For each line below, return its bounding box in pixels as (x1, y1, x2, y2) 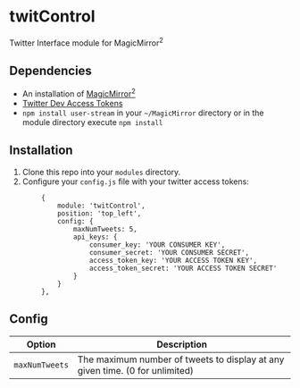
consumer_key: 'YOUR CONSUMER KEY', (88, 240, 226, 249)
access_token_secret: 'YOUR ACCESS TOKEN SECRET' (88, 264, 278, 273)
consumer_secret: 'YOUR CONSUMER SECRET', (88, 248, 250, 257)
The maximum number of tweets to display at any (77, 353, 285, 366)
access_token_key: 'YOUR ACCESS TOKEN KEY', (88, 256, 257, 265)
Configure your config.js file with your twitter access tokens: (21, 176, 250, 187)
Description (155, 338, 208, 350)
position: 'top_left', (56, 208, 142, 218)
